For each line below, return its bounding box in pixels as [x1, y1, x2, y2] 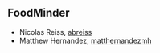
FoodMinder [7, 6, 70, 20]
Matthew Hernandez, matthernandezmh [18, 36, 152, 45]
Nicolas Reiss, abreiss [18, 27, 92, 36]
